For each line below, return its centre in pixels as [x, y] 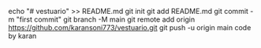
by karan [22, 36]
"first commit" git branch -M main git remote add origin [106, 19]
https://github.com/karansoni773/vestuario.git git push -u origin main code [130, 27]
